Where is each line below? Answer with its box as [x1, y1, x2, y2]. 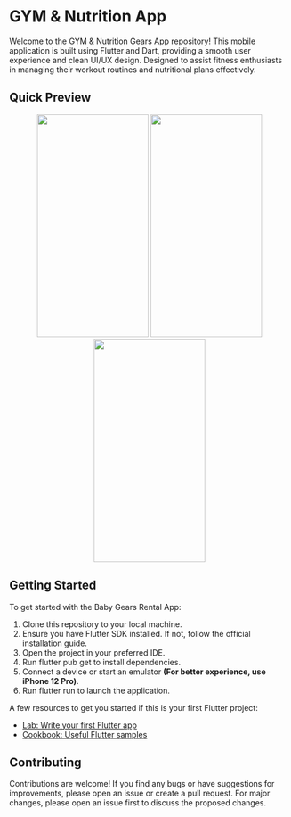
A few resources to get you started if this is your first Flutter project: [9, 702, 258, 713]
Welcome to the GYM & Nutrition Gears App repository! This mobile [9, 36, 256, 46]
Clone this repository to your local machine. [21, 618, 182, 630]
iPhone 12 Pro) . [21, 675, 79, 686]
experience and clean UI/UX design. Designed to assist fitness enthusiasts [9, 54, 283, 65]
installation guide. [21, 638, 87, 648]
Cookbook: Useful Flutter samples [21, 729, 148, 739]
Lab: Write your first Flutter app [21, 720, 138, 730]
